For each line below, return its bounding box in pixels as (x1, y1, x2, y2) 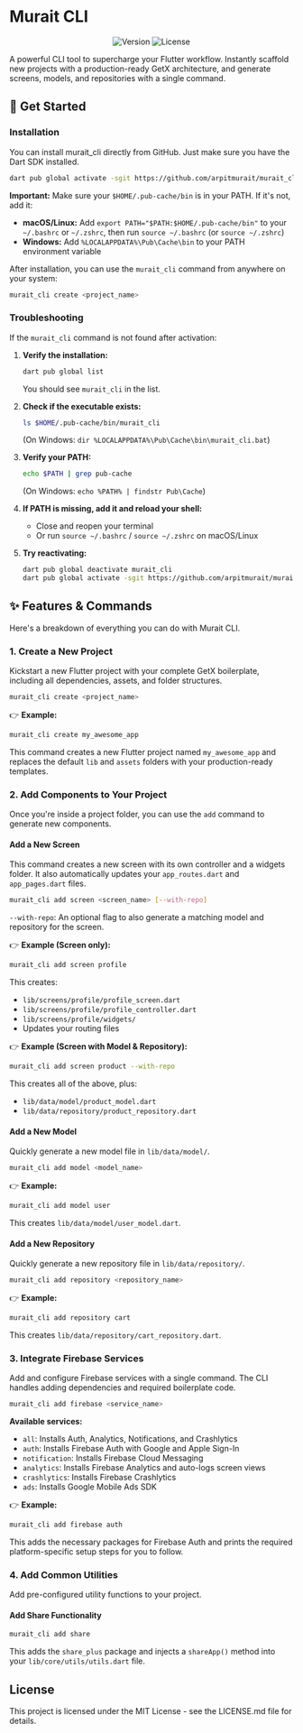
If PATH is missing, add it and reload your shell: (22, 503, 203, 514)
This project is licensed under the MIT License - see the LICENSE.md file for (9, 1706, 292, 1717)
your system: (9, 272, 59, 283)
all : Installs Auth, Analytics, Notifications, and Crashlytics (22, 1433, 238, 1444)
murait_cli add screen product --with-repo (9, 1062, 176, 1071)
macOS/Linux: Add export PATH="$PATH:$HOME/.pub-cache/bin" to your (22, 217, 287, 227)
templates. (9, 765, 49, 777)
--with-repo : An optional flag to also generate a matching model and (9, 912, 264, 923)
